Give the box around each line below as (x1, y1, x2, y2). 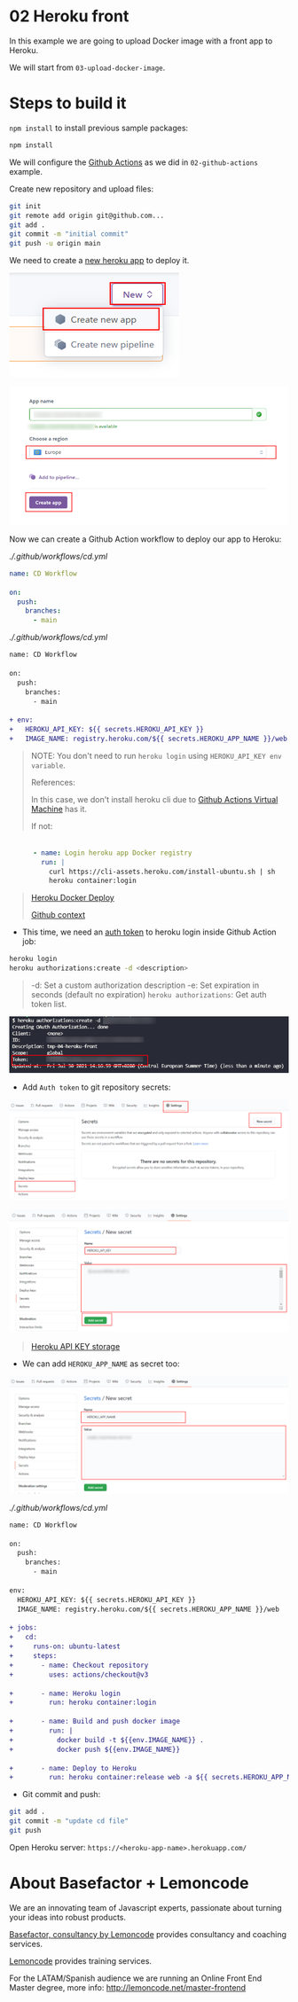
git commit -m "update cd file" (9, 1817, 129, 1826)
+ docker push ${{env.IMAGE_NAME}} (9, 1745, 180, 1754)
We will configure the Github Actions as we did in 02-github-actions (9, 157, 259, 168)
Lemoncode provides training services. (9, 1955, 153, 1966)
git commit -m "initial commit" (9, 230, 129, 239)
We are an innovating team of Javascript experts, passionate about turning (9, 1902, 282, 1912)
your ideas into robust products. (9, 1912, 127, 1922)
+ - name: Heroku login (9, 1689, 122, 1698)
